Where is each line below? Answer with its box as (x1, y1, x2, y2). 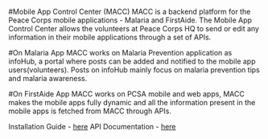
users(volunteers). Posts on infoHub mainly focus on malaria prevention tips (8, 65, 260, 75)
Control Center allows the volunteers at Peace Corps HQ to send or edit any (8, 24, 260, 33)
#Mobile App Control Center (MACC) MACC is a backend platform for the (8, 7, 251, 16)
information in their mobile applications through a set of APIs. (8, 32, 212, 42)
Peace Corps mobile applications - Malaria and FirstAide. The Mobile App (8, 15, 252, 25)
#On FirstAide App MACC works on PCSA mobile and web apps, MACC (8, 89, 245, 99)
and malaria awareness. (8, 74, 88, 83)
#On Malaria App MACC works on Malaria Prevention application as (8, 48, 233, 57)
